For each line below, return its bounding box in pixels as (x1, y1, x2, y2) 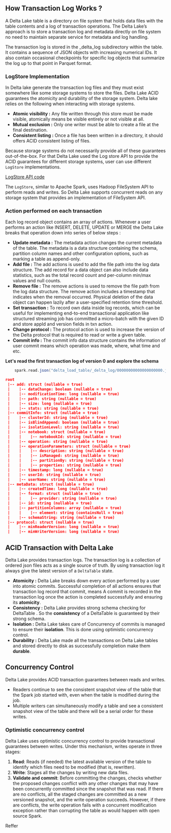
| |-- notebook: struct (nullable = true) (7, 429, 106, 435)
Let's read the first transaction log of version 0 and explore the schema (5, 358, 159, 364)
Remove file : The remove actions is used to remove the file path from (12, 283, 160, 289)
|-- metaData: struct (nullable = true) (7, 482, 95, 487)
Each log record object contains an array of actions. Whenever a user (5, 219, 151, 225)
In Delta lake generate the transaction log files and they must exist (5, 84, 144, 91)
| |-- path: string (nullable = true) (7, 396, 97, 401)
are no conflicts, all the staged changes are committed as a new (12, 791, 147, 797)
